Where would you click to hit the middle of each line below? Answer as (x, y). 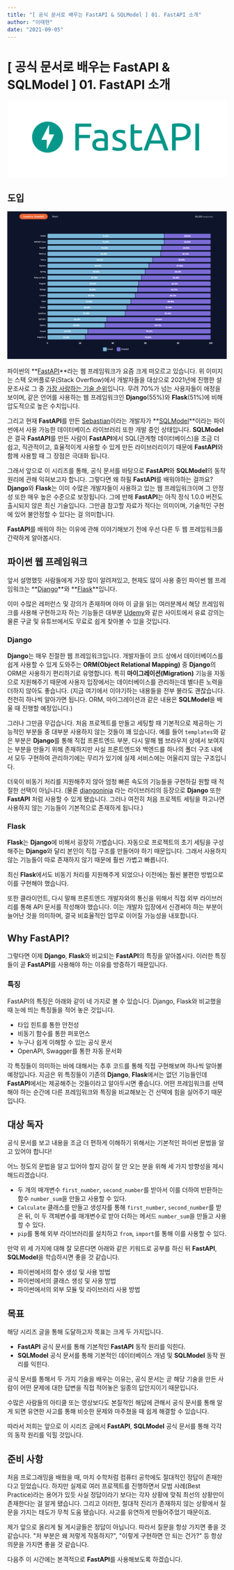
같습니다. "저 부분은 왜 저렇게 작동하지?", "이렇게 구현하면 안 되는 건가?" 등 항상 (115, 1535)
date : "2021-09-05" (36, 29)
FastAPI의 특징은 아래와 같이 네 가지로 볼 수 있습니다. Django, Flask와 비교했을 (114, 1001)
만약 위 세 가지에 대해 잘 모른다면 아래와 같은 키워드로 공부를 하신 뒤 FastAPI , (112, 1249)
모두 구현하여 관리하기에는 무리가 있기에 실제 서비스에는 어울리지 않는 (108, 758)
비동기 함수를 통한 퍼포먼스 (54, 1033)
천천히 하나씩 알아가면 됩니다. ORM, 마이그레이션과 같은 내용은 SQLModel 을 (111, 699)
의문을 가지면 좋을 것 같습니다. (48, 1544)
